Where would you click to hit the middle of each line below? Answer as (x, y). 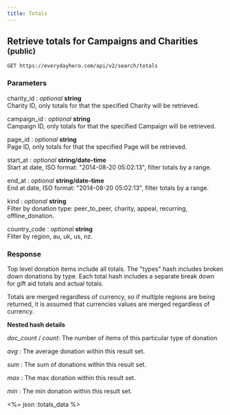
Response (24, 254)
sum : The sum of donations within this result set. (77, 365)
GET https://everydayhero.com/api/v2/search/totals (82, 66)
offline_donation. (31, 215)
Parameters (27, 83)
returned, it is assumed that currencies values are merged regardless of (109, 304)
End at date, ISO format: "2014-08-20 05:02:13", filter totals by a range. (108, 188)
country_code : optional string (50, 229)
